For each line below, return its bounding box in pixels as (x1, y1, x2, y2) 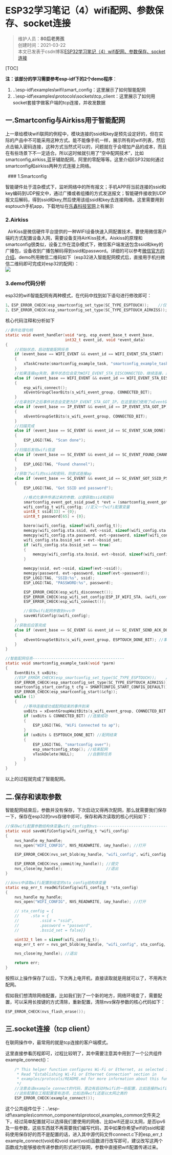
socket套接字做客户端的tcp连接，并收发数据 (12, 99, 106, 105)
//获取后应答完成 (14, 623, 46, 628)
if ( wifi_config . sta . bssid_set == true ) (24, 542, 111, 548)
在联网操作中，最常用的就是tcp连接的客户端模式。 (5, 1039, 111, 1045)
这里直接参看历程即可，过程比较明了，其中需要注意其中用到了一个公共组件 (5, 1050, 162, 1056)
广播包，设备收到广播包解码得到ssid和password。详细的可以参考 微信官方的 (5, 248, 165, 254)
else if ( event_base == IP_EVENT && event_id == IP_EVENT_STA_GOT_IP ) (14, 404, 168, 409)
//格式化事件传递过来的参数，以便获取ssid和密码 (24, 495, 114, 500)
